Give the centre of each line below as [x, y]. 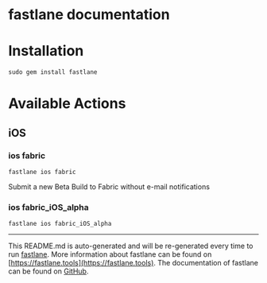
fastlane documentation [89, 15]
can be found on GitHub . [48, 271]
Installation [46, 51]
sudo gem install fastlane [53, 72]
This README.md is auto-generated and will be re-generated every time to [131, 246]
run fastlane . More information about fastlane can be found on [110, 254]
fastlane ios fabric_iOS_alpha [60, 224]
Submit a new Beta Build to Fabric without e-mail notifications [109, 187]
